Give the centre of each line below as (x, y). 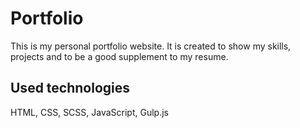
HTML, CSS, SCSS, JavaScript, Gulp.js (89, 112)
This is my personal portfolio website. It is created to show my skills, (151, 46)
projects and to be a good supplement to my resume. (119, 56)
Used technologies (70, 88)
